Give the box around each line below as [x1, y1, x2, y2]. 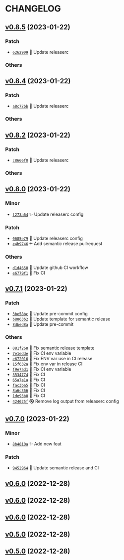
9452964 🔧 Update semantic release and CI [12, 465, 99, 471]
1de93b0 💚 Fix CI [12, 393, 46, 399]
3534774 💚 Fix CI [12, 372, 46, 378]
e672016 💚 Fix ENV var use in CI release [12, 356, 93, 362]
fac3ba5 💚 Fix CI [12, 382, 46, 388]
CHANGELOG [5, 3, 61, 14]
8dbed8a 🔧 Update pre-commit [12, 321, 74, 327]
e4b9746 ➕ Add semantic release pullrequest [12, 241, 103, 247]
